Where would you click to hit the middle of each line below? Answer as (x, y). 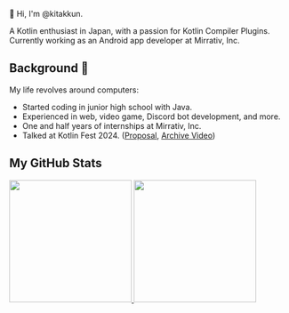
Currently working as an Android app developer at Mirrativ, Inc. (124, 40)
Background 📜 (49, 68)
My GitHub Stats (56, 163)
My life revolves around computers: (74, 90)
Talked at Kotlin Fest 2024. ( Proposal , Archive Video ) (119, 135)
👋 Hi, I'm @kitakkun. (46, 14)
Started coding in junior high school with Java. (107, 107)
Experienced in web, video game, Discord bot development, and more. (151, 116)
